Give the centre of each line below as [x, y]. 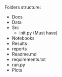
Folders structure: [23, 7]
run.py [18, 65]
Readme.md [24, 54]
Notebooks [23, 38]
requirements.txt [29, 59]
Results [19, 43]
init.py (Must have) [38, 33]
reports [19, 49]
